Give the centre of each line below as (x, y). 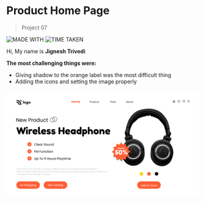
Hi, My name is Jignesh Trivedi (46, 51)
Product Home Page (58, 11)
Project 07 (34, 28)
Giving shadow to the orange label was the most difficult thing (93, 75)
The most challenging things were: (51, 63)
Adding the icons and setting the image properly (76, 81)
